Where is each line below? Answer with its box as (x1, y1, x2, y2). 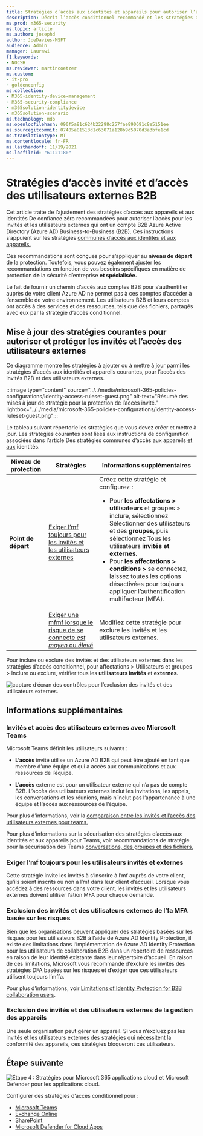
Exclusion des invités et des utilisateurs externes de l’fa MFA (6, 906, 188, 915)
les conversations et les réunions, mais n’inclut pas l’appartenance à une (14, 794, 196, 801)
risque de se (48, 626, 84, 635)
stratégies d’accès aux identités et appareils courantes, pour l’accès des (6, 368, 186, 375)
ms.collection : (6, 88, 45, 94)
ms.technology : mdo (6, 116, 56, 122)
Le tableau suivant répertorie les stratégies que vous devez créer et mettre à (6, 424, 197, 431)
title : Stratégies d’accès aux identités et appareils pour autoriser (6, 8, 188, 15)
